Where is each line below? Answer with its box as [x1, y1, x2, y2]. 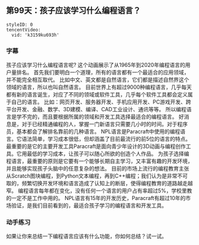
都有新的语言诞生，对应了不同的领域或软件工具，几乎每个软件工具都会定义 [6, 91, 188, 98]
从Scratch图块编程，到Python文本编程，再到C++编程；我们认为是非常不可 [6, 172, 188, 179]
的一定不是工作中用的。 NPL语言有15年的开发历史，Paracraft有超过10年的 [6, 195, 186, 202]
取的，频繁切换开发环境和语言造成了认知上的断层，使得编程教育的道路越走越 [6, 180, 193, 187]
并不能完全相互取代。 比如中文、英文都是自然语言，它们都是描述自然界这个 [6, 76, 190, 83]
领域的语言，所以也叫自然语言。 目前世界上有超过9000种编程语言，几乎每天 [6, 83, 192, 91]
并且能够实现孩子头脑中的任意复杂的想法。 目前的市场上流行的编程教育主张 [6, 165, 190, 172]
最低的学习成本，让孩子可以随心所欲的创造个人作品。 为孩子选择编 [26, 150, 190, 157]
